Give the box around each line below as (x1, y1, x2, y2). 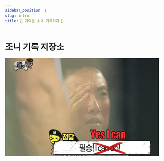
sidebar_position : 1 (5, 8, 47, 13)
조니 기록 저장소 (5, 42, 64, 52)
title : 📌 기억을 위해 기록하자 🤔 (5, 18, 64, 23)
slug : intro (5, 13, 29, 18)
